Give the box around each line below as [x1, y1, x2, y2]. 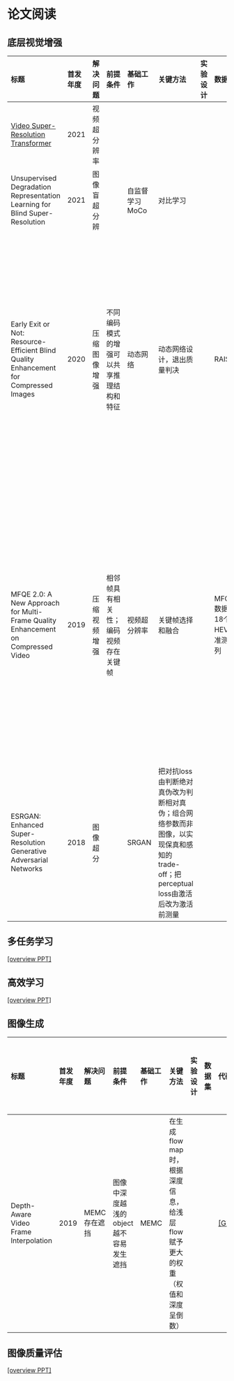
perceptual [157, 879, 194, 888]
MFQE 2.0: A [10, 589, 52, 599]
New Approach [10, 599, 61, 608]
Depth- [10, 1201, 36, 1210]
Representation [10, 191, 61, 200]
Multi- [22, 607, 43, 616]
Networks [10, 864, 43, 873]
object [112, 1218, 134, 1228]
